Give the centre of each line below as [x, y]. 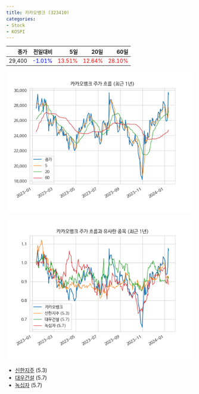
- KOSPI [16, 32]
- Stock [16, 25]
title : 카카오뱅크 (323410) [38, 13]
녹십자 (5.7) [29, 385]
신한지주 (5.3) [31, 370]
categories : [21, 19]
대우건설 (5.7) [31, 377]
